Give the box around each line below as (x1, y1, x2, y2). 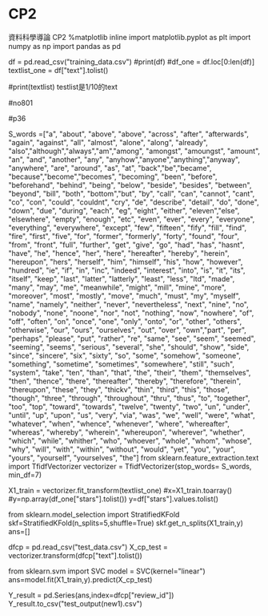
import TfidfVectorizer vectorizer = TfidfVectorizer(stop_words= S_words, (8, 461, 252, 471)
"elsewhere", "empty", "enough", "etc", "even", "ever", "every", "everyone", (8, 214, 255, 224)
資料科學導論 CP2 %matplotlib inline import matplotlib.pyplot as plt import (8, 32, 251, 42)
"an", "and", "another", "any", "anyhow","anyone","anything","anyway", (8, 154, 240, 164)
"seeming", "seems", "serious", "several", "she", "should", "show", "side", (8, 342, 250, 351)
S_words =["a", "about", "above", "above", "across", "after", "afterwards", (8, 129, 250, 139)
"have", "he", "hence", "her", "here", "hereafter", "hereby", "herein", (8, 248, 230, 257)
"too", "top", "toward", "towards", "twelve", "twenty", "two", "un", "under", (8, 402, 250, 411)
